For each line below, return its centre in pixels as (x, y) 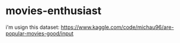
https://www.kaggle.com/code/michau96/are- (117, 27)
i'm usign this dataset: (33, 27)
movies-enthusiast (54, 11)
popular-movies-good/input (40, 33)
